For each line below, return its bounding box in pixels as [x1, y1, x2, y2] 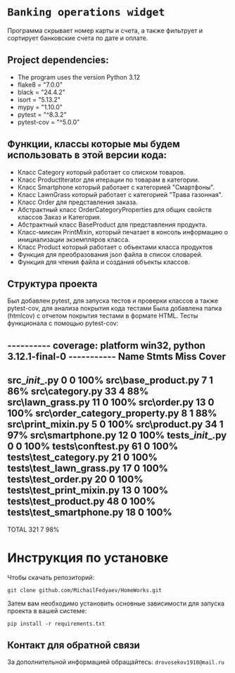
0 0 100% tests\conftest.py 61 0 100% [7, 441, 178, 453]
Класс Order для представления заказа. [17, 198, 139, 206]
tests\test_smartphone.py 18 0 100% [7, 506, 172, 519]
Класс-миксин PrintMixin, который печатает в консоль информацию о [17, 227, 229, 236]
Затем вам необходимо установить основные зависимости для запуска [7, 599, 225, 608]
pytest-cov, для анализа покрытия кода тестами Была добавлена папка [7, 304, 222, 313]
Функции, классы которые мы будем [7, 138, 181, 150]
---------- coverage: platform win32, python [7, 339, 206, 351]
